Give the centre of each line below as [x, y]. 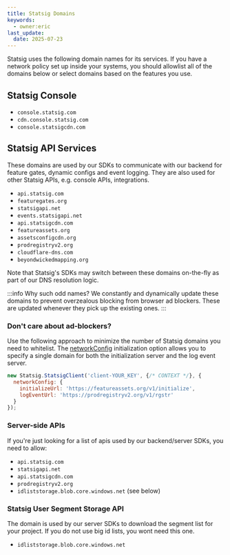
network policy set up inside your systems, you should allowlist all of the [110, 66]
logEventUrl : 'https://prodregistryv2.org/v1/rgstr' [97, 395]
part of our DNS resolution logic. [53, 280]
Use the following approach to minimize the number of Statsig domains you [114, 341]
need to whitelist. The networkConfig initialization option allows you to [107, 348]
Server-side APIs [36, 426]
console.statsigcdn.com [51, 127]
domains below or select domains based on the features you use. [100, 74]
